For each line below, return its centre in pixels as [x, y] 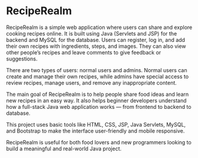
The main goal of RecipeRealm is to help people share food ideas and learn [98, 94]
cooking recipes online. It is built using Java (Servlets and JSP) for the [92, 33]
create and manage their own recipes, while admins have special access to [98, 76]
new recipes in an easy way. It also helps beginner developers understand [97, 100]
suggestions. [22, 59]
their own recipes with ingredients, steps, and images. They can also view [96, 46]
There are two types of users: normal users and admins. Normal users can [97, 70]
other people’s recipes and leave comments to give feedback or [84, 52]
